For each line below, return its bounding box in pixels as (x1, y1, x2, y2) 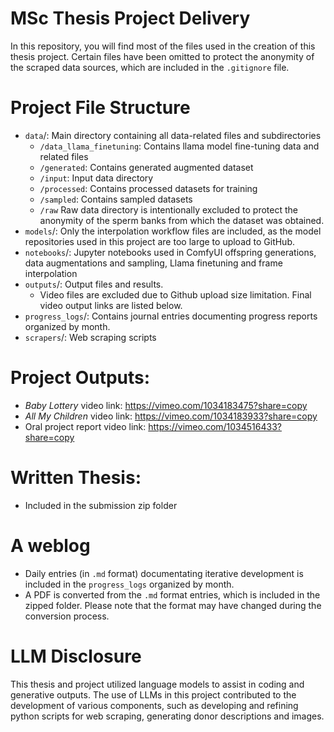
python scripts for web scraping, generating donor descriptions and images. (10, 710, 325, 722)
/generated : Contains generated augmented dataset (39, 161, 254, 173)
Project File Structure (10, 97, 191, 119)
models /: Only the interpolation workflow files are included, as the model (24, 225, 322, 237)
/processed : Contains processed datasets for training (39, 182, 258, 194)
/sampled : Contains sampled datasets (39, 193, 193, 205)
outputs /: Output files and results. (24, 278, 164, 290)
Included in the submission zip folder (24, 499, 178, 511)
